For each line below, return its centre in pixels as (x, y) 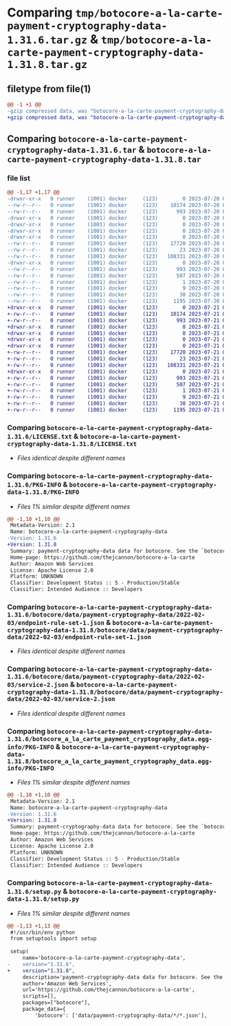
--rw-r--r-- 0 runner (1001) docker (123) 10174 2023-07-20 (113, 205)
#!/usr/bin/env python (43, 932)
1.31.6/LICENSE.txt (40, 436)
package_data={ (44, 1009)
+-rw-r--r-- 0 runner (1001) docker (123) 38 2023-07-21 (113, 404)
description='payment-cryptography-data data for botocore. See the (123, 977)
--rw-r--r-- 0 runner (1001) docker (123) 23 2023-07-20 (113, 250)
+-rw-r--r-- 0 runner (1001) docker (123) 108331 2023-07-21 (113, 365)
